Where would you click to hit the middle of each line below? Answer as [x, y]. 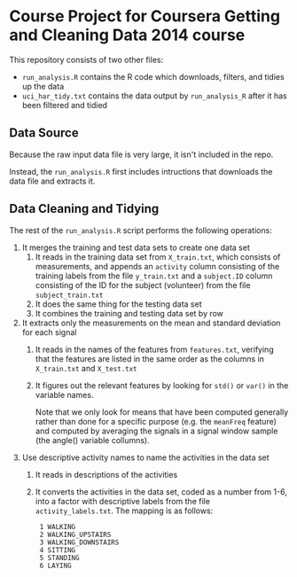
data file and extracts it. [52, 181]
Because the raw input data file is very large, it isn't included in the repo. [141, 154]
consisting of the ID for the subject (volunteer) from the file [143, 285]
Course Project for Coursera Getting [145, 16]
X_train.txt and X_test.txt [86, 368]
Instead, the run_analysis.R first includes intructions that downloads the [141, 171]
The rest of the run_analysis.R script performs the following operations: [141, 230]
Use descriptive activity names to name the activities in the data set [145, 457]
